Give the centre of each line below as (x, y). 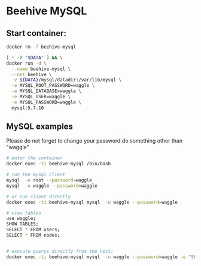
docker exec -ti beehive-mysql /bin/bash (59, 164)
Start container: (36, 33)
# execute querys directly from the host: (60, 251)
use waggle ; (21, 219)
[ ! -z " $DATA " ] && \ (34, 58)
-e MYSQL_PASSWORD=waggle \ (47, 102)
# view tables (24, 213)
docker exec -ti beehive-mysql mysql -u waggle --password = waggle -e (96, 257)
